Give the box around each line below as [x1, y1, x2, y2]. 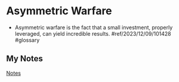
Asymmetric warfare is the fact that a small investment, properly [14, 24, 173, 31]
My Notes [6, 53, 44, 64]
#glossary [14, 36, 40, 43]
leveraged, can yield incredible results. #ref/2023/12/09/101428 [14, 30, 171, 37]
